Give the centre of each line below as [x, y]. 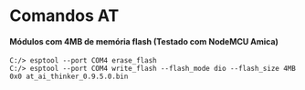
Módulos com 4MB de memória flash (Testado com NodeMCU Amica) [144, 41]
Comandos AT [64, 16]
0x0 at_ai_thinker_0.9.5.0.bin [69, 77]
